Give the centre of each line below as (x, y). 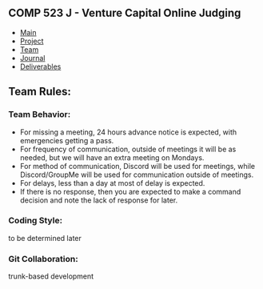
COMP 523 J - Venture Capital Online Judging (125, 13)
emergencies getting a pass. (67, 140)
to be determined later (45, 238)
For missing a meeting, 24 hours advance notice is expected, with (128, 132)
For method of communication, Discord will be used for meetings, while (137, 166)
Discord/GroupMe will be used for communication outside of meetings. (137, 175)
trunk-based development (51, 276)
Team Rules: (40, 92)
